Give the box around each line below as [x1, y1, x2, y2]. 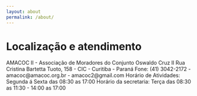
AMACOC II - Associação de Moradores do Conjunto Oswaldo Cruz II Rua [6, 59, 185, 66]
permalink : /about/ [6, 14, 54, 20]
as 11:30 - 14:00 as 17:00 [6, 84, 66, 92]
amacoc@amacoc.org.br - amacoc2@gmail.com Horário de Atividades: [6, 72, 180, 79]
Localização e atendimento [6, 40, 142, 53]
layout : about [6, 8, 41, 15]
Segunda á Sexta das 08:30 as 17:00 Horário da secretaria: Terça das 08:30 [6, 78, 191, 85]
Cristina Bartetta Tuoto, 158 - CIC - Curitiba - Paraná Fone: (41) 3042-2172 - [6, 66, 191, 73]
